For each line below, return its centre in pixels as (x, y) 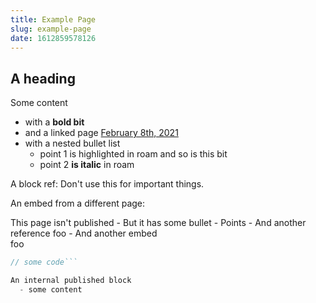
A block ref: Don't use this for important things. (107, 184)
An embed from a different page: (78, 203)
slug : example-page (51, 29)
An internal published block (71, 281)
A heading (43, 78)
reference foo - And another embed (84, 233)
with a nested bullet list (72, 143)
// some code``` (44, 262)
